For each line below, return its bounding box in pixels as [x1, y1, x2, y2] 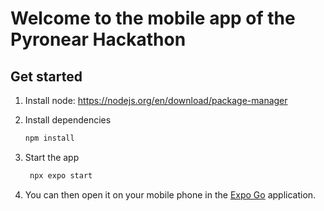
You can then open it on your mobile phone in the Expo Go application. [24, 188, 317, 201]
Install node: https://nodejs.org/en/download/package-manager [24, 95, 288, 106]
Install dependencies [24, 114, 112, 126]
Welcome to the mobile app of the [10, 7, 296, 30]
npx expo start [29, 170, 93, 181]
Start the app [24, 151, 80, 163]
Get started [10, 68, 83, 85]
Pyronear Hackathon [10, 28, 187, 51]
